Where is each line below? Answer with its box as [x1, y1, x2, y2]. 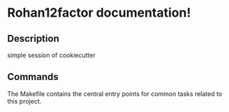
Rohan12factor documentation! [7, 5, 191, 21]
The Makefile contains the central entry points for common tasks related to [7, 89, 223, 98]
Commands [7, 71, 59, 83]
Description [7, 33, 59, 45]
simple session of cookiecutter [7, 51, 96, 59]
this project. [7, 97, 42, 105]
